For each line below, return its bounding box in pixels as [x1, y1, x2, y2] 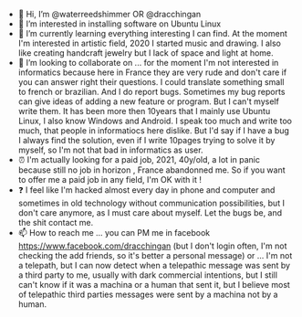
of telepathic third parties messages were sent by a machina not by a [17, 289, 278, 300]
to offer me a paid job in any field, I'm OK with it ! [17, 174, 203, 185]
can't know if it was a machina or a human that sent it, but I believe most [17, 280, 290, 290]
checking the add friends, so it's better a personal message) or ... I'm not [17, 250, 293, 260]
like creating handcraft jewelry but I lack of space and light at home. [17, 48, 274, 58]
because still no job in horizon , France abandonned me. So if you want [17, 164, 286, 175]
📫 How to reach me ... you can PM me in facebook [17, 227, 211, 238]
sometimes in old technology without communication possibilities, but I [17, 197, 286, 208]
